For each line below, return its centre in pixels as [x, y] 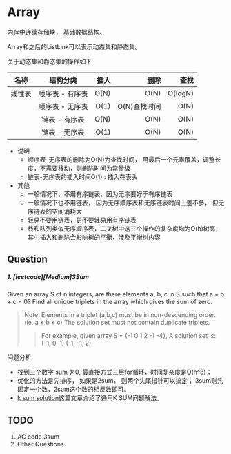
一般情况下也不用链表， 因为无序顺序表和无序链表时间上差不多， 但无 [126, 202]
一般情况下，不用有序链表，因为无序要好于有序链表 [100, 193]
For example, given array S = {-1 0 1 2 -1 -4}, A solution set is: [128, 336]
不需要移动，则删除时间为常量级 [85, 168]
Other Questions [40, 444]
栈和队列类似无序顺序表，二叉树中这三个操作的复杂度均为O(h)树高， [124, 228]
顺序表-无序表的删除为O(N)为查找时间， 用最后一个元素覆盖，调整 [121, 159]
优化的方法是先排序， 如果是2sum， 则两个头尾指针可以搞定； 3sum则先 [120, 381]
